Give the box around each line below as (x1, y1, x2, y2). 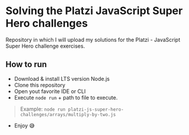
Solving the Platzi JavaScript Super (5, 4, 183, 18)
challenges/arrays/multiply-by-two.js (20, 111, 116, 117)
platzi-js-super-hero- (68, 106, 124, 113)
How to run (5, 60, 47, 70)
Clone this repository (14, 81, 66, 88)
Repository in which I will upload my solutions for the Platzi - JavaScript (5, 36, 181, 43)
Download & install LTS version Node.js (14, 75, 110, 82)
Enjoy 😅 (14, 122, 35, 129)
